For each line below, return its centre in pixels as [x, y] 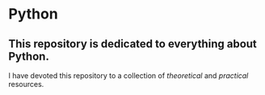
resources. [26, 84]
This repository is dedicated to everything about [132, 44]
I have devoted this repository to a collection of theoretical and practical [128, 76]
